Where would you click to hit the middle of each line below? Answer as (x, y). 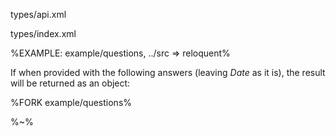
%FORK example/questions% (71, 102)
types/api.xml (38, 14)
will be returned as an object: (70, 83)
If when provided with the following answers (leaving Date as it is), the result (168, 72)
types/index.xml (43, 33)
